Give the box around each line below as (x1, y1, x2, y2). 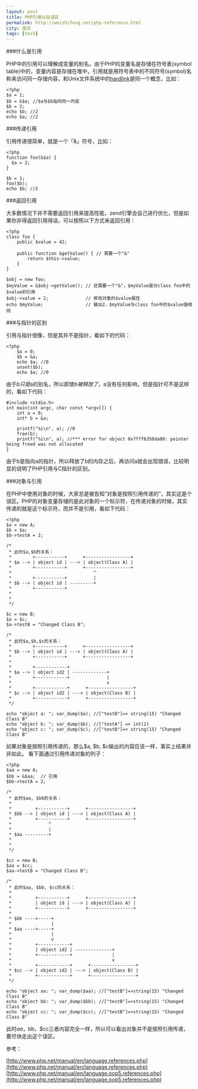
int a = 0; (17, 410, 44, 417)
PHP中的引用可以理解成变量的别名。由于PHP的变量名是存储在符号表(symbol (6, 60, 192, 68)
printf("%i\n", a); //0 (17, 426, 76, 432)
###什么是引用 (6, 48, 43, 55)
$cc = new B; (6, 857, 38, 864)
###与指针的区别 (6, 319, 47, 326)
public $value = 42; (17, 239, 67, 245)
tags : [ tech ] (6, 31, 38, 37)
